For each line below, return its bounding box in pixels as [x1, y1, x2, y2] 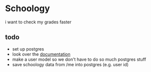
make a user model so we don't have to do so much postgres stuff [12, 56, 146, 62]
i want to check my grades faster [5, 19, 72, 25]
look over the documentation [12, 51, 71, 57]
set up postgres [12, 46, 44, 52]
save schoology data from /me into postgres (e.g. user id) [12, 61, 129, 67]
